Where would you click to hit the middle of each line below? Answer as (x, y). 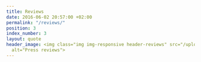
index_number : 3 (26, 34)
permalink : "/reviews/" (36, 22)
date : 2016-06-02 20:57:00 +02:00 (49, 17)
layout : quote (24, 39)
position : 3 (21, 28)
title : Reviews (25, 12)
